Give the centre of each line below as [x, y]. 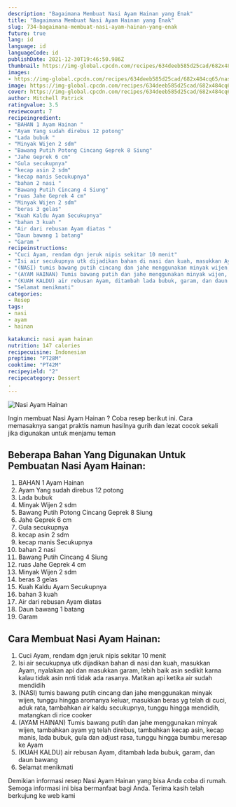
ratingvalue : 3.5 [33, 105]
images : [19, 72]
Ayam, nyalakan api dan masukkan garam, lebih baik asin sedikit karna [120, 670]
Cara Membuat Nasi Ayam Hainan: [84, 639]
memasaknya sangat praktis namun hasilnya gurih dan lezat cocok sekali [113, 425]
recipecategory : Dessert [44, 378]
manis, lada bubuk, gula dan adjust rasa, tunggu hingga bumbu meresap [122, 738]
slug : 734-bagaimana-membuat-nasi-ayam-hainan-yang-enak [93, 27]
